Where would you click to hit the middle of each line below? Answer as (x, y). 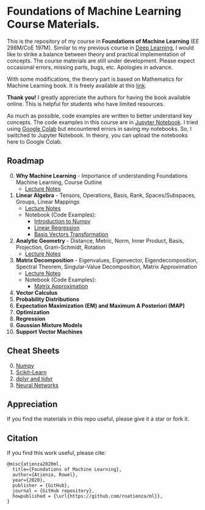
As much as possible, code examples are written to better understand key (100, 116)
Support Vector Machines (49, 331)
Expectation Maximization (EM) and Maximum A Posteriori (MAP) (100, 305)
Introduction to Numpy (62, 221)
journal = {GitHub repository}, (54, 491)
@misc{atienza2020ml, (34, 464)
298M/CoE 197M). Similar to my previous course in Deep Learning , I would (100, 48)
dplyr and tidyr (34, 379)
